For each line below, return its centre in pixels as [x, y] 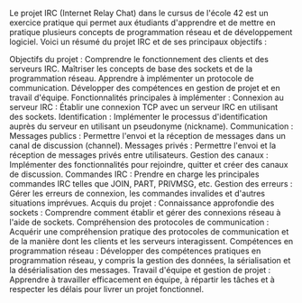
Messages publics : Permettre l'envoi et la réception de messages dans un [147, 136]
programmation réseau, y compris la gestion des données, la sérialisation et [150, 260]
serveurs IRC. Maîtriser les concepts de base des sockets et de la [131, 69]
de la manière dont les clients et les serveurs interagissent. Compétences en [151, 241]
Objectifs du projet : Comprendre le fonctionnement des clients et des [139, 59]
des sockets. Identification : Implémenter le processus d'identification [139, 117]
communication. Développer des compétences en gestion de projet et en [145, 88]
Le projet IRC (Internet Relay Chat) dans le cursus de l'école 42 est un [139, 13]
